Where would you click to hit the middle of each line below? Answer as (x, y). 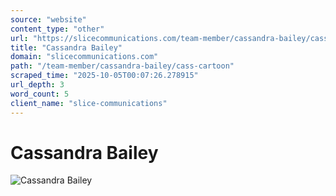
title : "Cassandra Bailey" (66, 47)
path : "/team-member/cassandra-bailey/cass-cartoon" (122, 66)
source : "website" (48, 19)
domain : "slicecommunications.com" (84, 57)
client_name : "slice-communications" (89, 103)
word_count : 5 (40, 94)
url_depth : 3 (37, 85)
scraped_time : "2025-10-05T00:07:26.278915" (104, 76)
